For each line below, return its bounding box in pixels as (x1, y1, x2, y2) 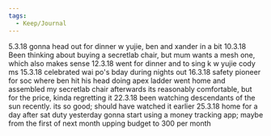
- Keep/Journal (15, 19, 67, 27)
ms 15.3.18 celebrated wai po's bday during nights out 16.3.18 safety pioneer (8, 67, 261, 76)
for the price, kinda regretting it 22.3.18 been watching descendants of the (8, 93, 256, 102)
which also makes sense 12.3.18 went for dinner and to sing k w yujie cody (8, 58, 256, 68)
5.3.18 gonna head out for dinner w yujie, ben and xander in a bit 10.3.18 (8, 41, 247, 51)
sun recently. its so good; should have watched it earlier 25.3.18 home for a (8, 101, 258, 111)
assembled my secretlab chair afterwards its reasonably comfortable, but (8, 84, 252, 93)
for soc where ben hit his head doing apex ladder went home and (8, 76, 226, 85)
